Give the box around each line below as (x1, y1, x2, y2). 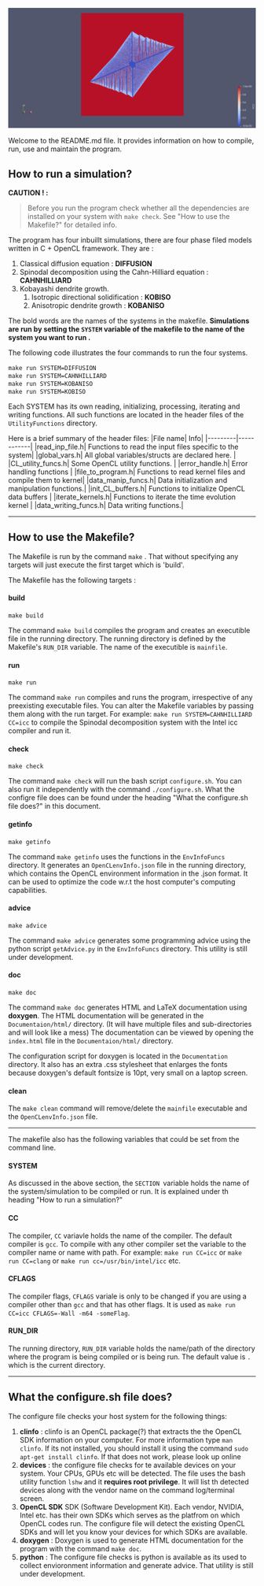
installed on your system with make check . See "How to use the (27, 211, 230, 220)
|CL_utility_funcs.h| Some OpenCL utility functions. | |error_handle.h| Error (8, 458, 248, 468)
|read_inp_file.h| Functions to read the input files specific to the (34, 442, 239, 451)
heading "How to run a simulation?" (8, 1195, 123, 1205)
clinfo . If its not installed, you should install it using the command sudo (19, 1443, 249, 1453)
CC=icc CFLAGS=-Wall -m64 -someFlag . (8, 1308, 130, 1317)
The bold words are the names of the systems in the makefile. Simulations (8, 316, 250, 325)
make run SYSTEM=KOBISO (8, 387, 86, 395)
